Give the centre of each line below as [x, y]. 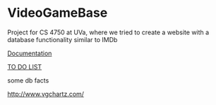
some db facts [28, 80]
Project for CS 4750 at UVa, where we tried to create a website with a [108, 32]
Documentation [30, 53]
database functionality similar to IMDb [62, 39]
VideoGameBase [58, 13]
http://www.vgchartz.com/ [46, 94]
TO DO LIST [25, 66]
